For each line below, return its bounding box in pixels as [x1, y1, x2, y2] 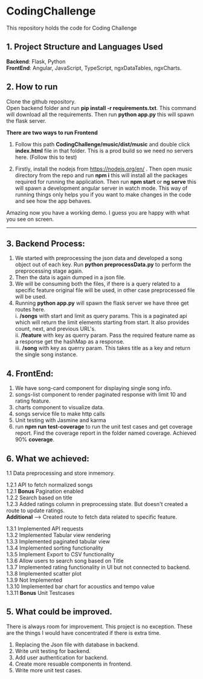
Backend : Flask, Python [6, 57, 66, 65]
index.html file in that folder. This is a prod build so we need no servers [14, 147, 193, 154]
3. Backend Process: [6, 238, 86, 249]
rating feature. [14, 397, 51, 404]
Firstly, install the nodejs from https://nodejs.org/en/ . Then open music [14, 165, 193, 172]
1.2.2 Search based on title [6, 494, 72, 501]
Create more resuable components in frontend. [14, 660, 132, 668]
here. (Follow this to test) [14, 153, 77, 161]
